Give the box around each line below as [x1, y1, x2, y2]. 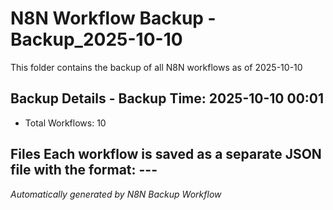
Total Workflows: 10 [24, 117, 107, 129]
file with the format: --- [10, 162, 158, 179]
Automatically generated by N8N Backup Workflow [10, 188, 222, 200]
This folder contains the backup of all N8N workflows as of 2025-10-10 [10, 61, 303, 73]
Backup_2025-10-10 [10, 28, 183, 51]
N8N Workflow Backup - [10, 7, 217, 30]
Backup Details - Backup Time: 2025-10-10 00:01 [10, 90, 325, 107]
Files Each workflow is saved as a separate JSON [10, 146, 322, 163]
